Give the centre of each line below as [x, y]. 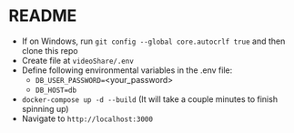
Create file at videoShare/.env [77, 60]
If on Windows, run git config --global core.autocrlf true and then [153, 41]
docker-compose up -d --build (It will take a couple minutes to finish [150, 99]
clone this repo [50, 50]
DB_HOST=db [56, 90]
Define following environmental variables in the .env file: [127, 70]
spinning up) [45, 108]
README [43, 16]
